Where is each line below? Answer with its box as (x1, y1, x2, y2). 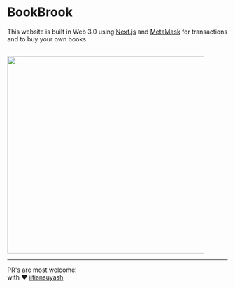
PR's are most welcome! (7, 266, 77, 274)
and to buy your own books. (7, 34, 88, 43)
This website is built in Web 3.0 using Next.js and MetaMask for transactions (7, 27, 228, 36)
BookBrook (7, 4, 73, 20)
